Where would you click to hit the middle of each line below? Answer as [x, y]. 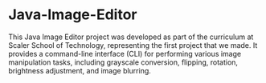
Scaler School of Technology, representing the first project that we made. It [133, 45]
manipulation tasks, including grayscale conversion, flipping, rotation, [123, 62]
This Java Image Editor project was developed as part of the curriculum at [131, 37]
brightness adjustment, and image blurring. [80, 70]
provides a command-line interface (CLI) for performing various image [125, 53]
